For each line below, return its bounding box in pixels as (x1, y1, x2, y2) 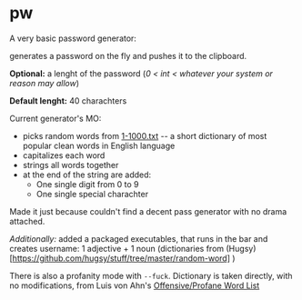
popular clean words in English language (22, 140, 176, 151)
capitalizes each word (22, 149, 106, 161)
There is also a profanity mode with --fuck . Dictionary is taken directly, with (9, 270, 293, 281)
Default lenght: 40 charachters (9, 95, 127, 106)
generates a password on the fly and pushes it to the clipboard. (9, 50, 247, 61)
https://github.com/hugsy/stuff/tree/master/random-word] (12, 253, 230, 264)
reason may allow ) (9, 77, 80, 88)
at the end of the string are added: (22, 169, 152, 180)
